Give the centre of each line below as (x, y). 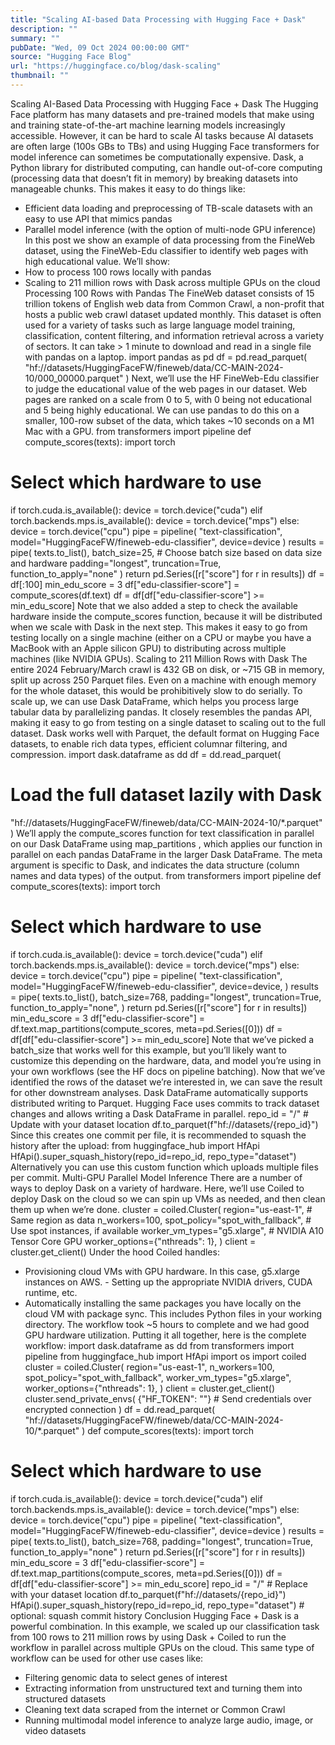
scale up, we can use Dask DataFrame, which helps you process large (155, 701)
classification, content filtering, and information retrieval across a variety (174, 335)
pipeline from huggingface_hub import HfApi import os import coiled (165, 1356)
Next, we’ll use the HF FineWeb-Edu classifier (225, 378)
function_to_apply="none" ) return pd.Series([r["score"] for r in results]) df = (167, 573)
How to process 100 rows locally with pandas (118, 272)
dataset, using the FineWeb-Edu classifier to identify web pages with (166, 250)
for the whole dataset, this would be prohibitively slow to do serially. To (156, 690)
